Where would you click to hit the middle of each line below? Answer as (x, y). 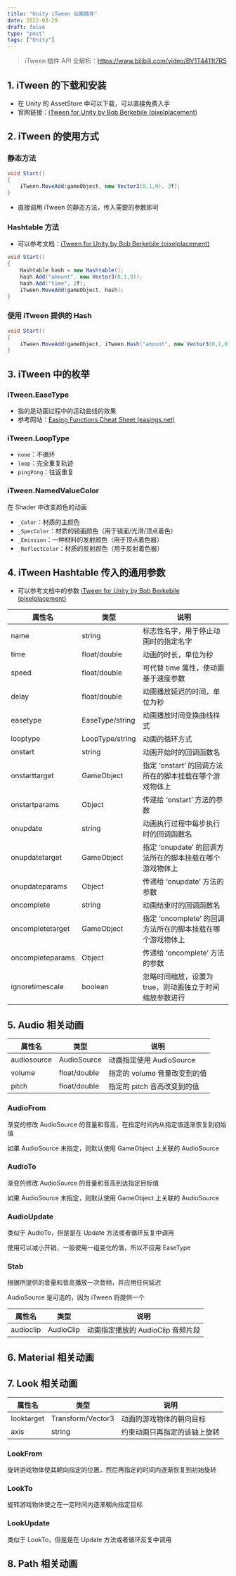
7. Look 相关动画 (42, 1384)
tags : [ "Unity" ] (31, 40)
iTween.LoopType (39, 438)
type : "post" (26, 33)
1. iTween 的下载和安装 (57, 85)
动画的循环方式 (168, 739)
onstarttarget (32, 776)
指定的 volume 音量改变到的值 (158, 1074)
